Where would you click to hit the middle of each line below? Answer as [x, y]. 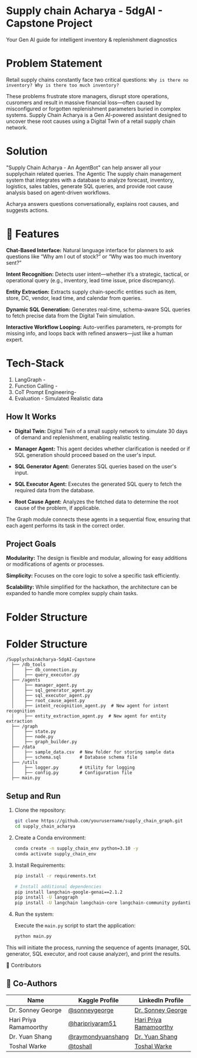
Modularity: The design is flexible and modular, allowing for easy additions [97, 558]
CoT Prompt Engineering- [45, 392]
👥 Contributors [24, 965]
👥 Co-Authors [32, 984]
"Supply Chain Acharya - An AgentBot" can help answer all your [84, 167]
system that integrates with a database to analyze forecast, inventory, [90, 180]
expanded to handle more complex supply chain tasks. [72, 593]
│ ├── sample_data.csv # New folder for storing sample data [93, 752]
